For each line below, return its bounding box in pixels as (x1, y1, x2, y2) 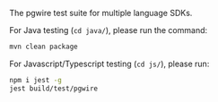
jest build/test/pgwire (9, 84, 99, 93)
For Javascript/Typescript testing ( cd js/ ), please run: (9, 58, 210, 69)
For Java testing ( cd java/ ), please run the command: (9, 25, 208, 35)
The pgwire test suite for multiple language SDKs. (9, 8, 193, 18)
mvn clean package (9, 42, 78, 51)
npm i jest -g (9, 75, 63, 84)
